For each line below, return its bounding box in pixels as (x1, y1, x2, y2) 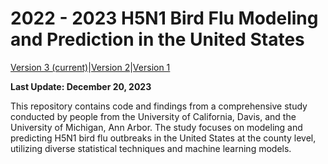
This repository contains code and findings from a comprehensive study (10, 100, 308, 112)
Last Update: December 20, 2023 (10, 80, 152, 92)
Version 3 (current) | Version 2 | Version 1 (10, 61, 171, 73)
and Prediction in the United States (10, 28, 305, 51)
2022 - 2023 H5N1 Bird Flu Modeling (10, 7, 319, 30)
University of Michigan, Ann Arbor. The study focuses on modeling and (10, 121, 303, 133)
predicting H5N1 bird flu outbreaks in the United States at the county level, (10, 132, 317, 144)
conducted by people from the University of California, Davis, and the (10, 110, 297, 122)
